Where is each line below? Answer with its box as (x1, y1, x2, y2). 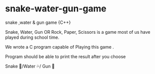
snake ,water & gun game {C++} (5, 19, 71, 25)
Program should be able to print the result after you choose (5, 53, 126, 60)
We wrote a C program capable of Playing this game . (5, 44, 114, 50)
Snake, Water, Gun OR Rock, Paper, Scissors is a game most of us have (5, 29, 151, 35)
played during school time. (5, 34, 59, 40)
